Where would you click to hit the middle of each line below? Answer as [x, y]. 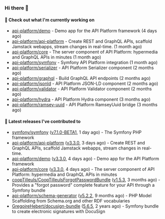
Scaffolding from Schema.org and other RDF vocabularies [71, 201]
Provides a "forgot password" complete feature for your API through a [83, 185]
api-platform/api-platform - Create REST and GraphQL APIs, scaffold [82, 41]
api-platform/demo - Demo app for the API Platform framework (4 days [84, 31]
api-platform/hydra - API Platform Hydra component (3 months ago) [81, 99]
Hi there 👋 [17, 8]
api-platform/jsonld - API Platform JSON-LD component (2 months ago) [85, 83]
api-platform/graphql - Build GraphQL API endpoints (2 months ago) [81, 78]
